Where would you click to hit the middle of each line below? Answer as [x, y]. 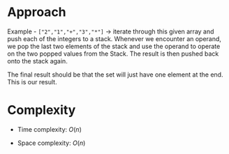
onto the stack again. [37, 61]
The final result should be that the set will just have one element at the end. [115, 75]
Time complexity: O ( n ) [49, 129]
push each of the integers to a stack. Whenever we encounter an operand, [114, 38]
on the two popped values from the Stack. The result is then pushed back [113, 54]
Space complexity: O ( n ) [51, 143]
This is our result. [32, 82]
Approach [37, 12]
